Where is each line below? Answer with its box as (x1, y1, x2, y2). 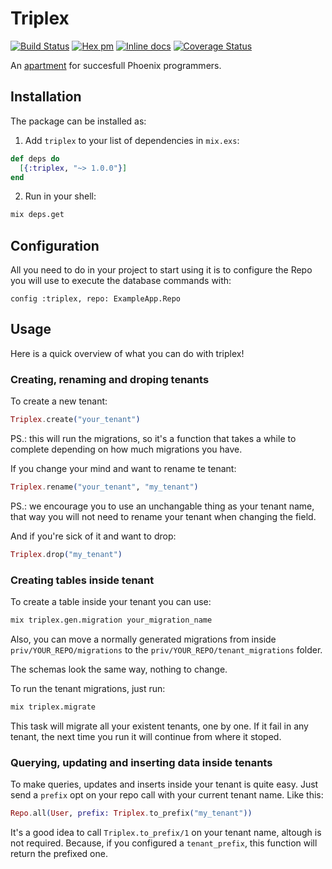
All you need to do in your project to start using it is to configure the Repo (10, 264, 313, 276)
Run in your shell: (24, 190, 97, 202)
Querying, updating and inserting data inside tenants (10, 755, 273, 769)
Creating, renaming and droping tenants (10, 372, 210, 386)
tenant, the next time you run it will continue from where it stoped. (10, 730, 282, 742)
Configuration (10, 237, 100, 254)
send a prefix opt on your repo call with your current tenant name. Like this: (10, 789, 324, 801)
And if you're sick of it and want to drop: (10, 530, 177, 542)
